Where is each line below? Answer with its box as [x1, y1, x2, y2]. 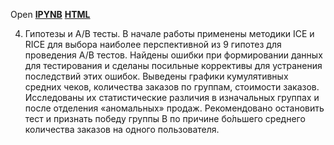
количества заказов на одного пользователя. [24, 124, 220, 135]
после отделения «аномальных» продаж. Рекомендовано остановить [24, 102, 325, 114]
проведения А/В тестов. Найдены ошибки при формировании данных [24, 49, 323, 61]
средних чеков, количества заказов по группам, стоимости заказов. [24, 81, 320, 93]
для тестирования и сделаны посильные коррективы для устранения [24, 60, 323, 71]
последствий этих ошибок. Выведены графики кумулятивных [24, 70, 289, 82]
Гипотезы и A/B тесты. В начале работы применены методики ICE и [24, 28, 315, 39]
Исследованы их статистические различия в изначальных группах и [24, 92, 320, 103]
